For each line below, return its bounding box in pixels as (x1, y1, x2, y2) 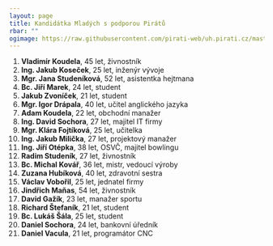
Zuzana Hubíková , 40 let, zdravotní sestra (20, 168, 163, 178)
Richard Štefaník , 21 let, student (20, 203, 129, 213)
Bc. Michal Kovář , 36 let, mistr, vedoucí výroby (20, 159, 178, 170)
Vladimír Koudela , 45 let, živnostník (20, 57, 142, 66)
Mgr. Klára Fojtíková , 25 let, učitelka (20, 125, 143, 135)
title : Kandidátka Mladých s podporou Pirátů (9, 19, 165, 28)
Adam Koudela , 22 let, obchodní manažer (20, 108, 161, 118)
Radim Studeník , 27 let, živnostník (20, 151, 137, 161)
